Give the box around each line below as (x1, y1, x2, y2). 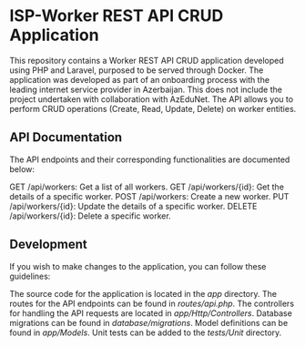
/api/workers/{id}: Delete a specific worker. (9, 210, 171, 221)
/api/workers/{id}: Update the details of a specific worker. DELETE (9, 200, 258, 211)
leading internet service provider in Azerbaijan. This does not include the (9, 84, 282, 95)
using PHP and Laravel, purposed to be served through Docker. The (9, 65, 264, 76)
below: (9, 163, 35, 174)
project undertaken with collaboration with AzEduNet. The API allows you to (9, 93, 294, 105)
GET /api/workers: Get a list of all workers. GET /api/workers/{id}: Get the (9, 181, 285, 192)
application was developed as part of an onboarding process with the (9, 74, 270, 85)
